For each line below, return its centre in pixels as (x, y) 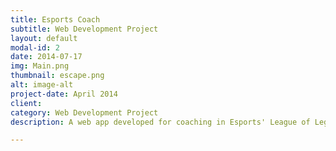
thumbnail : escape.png (57, 76)
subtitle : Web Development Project (84, 29)
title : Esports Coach (55, 19)
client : (26, 103)
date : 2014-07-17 (46, 57)
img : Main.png (40, 66)
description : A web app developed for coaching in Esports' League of (160, 122)
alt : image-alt (42, 85)
